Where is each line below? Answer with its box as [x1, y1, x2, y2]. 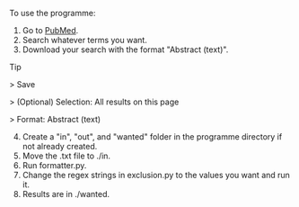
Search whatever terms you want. [22, 35, 148, 45]
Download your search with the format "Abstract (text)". [22, 44, 229, 55]
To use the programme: [9, 8, 96, 18]
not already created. [22, 141, 98, 151]
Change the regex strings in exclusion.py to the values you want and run [22, 170, 290, 180]
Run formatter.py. [22, 160, 87, 170]
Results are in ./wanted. [22, 189, 110, 199]
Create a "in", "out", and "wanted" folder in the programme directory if [22, 131, 283, 142]
